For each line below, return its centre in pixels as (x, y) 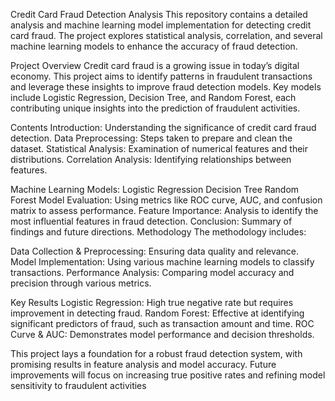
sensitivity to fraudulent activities (78, 385)
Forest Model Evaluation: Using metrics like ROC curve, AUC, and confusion (166, 200)
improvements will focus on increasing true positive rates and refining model (168, 375)
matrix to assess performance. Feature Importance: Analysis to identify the (164, 210)
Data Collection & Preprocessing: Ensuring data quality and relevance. (155, 251)
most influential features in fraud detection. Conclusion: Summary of (151, 221)
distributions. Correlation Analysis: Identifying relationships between (151, 159)
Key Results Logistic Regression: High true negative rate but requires (152, 302)
